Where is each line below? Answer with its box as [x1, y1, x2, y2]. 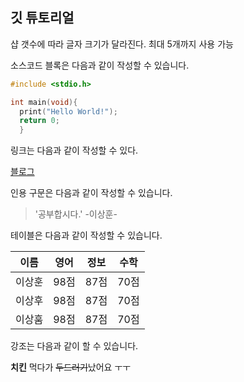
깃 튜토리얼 [10, 9, 75, 27]
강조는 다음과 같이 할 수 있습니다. [10, 340, 139, 352]
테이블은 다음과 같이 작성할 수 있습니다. [10, 229, 163, 242]
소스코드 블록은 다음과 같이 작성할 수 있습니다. [10, 59, 190, 71]
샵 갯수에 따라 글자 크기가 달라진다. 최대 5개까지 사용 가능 [10, 38, 234, 50]
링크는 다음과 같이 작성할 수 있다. [10, 144, 139, 157]
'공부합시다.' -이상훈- [34, 208, 118, 220]
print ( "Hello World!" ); [19, 106, 118, 117]
